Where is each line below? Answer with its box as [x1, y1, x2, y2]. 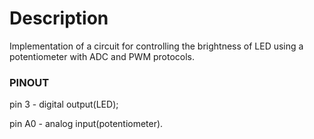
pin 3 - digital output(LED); [9, 98, 119, 111]
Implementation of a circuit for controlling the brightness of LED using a [9, 40, 304, 52]
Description [9, 7, 109, 30]
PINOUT [9, 75, 50, 89]
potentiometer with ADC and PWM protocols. [9, 50, 196, 62]
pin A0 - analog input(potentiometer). [9, 118, 164, 130]
